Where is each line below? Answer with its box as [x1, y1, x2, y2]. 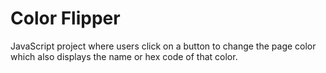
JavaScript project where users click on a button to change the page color [10, 40, 317, 52]
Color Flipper [10, 7, 121, 30]
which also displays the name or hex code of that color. [10, 50, 238, 62]
